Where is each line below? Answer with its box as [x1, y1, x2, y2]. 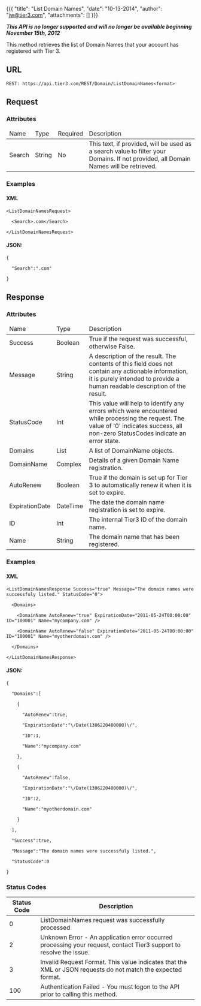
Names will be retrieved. [89, 162, 157, 170]
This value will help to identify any [89, 399, 184, 407]
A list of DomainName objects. [89, 446, 174, 454]
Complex [56, 460, 82, 468]
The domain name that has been [89, 532, 180, 541]
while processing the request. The [89, 414, 185, 422]
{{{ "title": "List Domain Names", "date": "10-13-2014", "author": [6, 5, 163, 12]
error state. [89, 436, 121, 445]
